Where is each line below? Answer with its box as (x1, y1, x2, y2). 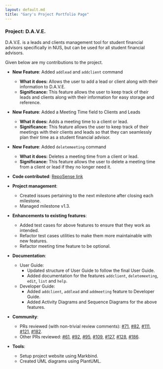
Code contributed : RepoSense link (12, 173, 83, 179)
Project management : (12, 183, 58, 189)
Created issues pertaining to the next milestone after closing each (19, 192, 154, 198)
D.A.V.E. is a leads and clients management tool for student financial (5, 39, 144, 45)
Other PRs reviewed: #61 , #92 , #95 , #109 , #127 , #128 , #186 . (19, 333, 140, 339)
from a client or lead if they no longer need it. (19, 164, 112, 170)
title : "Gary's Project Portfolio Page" (5, 12, 90, 17)
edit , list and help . (27, 278, 67, 284)
